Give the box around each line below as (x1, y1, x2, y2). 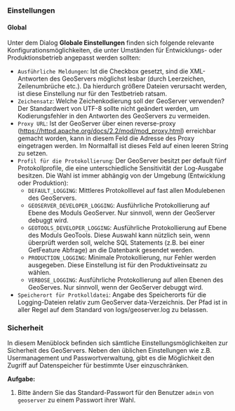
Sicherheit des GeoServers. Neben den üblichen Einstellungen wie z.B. (7, 346, 212, 355)
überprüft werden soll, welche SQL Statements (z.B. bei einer (27, 238, 205, 247)
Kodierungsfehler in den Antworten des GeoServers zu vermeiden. (17, 112, 210, 121)
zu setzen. (17, 149, 48, 158)
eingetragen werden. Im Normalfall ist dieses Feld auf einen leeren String (17, 142, 229, 150)
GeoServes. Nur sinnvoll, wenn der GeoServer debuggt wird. (27, 283, 203, 292)
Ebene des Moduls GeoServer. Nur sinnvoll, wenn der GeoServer (27, 209, 215, 217)
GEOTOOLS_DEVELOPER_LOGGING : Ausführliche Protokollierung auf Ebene (27, 224, 227, 232)
